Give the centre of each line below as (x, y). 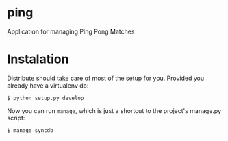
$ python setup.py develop (46, 98)
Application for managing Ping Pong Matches (71, 31)
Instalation (38, 59)
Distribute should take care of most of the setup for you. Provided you (105, 78)
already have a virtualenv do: (48, 85)
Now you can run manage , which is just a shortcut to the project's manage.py (114, 110)
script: (16, 118)
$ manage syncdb (30, 130)
